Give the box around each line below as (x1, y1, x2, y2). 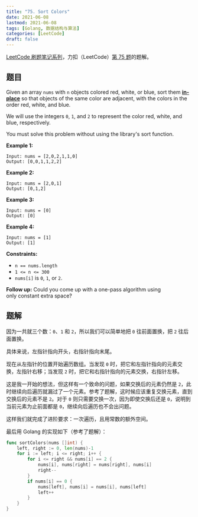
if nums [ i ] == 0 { (27, 478, 73, 484)
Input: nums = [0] (6, 207, 51, 214)
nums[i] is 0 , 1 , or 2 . (14, 274, 63, 281)
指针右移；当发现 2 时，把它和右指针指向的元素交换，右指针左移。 (21, 367, 183, 375)
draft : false (6, 36, 38, 42)
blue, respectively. (6, 119, 51, 126)
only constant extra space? (6, 292, 72, 299)
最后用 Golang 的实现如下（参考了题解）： (6, 428, 107, 435)
